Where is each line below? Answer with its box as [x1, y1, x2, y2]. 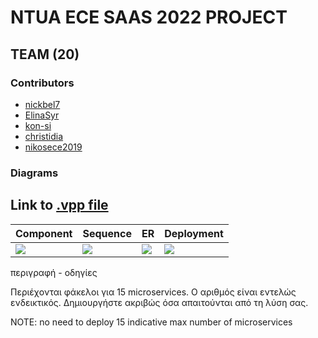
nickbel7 [24, 98, 61, 110]
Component [15, 226, 73, 240]
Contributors [10, 76, 75, 90]
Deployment [164, 226, 224, 240]
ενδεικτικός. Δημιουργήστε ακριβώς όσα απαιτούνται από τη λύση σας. [10, 296, 309, 308]
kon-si [24, 119, 52, 131]
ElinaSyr [24, 109, 60, 121]
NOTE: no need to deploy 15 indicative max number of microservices [10, 316, 293, 328]
